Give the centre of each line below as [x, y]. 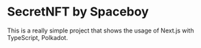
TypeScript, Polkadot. [38, 37]
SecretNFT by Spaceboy [78, 12]
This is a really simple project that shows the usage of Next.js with [100, 30]
